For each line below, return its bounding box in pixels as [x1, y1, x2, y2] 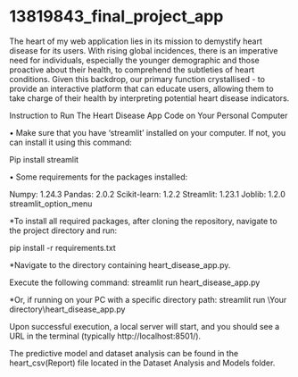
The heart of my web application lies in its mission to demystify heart [9, 36, 263, 46]
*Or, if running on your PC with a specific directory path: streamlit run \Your [9, 294, 287, 305]
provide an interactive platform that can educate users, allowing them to [9, 83, 274, 94]
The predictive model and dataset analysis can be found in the [9, 348, 239, 358]
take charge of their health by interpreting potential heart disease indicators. [9, 92, 290, 104]
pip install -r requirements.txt [9, 242, 116, 253]
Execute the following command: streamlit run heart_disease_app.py [9, 277, 261, 288]
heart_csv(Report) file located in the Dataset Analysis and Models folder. [9, 357, 276, 368]
